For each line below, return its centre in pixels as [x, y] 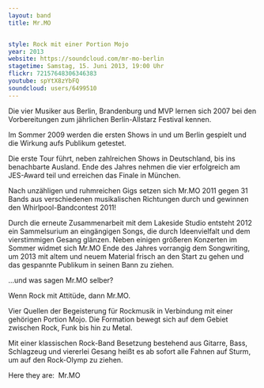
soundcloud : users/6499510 [53, 88]
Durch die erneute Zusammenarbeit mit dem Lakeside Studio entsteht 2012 [130, 223]
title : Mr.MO [30, 23]
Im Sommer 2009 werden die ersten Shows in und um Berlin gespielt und [127, 135]
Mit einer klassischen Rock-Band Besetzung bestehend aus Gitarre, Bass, [128, 343]
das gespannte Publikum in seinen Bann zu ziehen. [91, 264]
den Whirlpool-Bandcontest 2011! [62, 207]
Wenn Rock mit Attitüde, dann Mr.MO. [69, 295]
